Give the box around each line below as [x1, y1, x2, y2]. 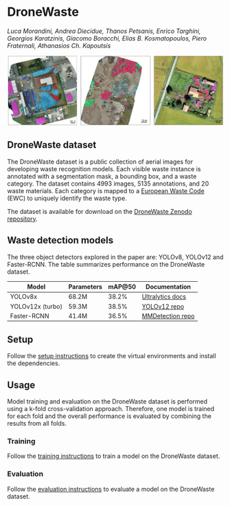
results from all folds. [7, 419, 67, 427]
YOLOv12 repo [141, 302, 184, 310]
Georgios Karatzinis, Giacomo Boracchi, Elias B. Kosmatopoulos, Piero [7, 34, 207, 42]
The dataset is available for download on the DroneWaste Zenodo [7, 207, 192, 215]
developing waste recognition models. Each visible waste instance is [7, 164, 201, 173]
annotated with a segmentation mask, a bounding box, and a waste [7, 172, 197, 180]
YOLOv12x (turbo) [10, 302, 63, 310]
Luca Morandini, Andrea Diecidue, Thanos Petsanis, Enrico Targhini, [7, 27, 201, 35]
